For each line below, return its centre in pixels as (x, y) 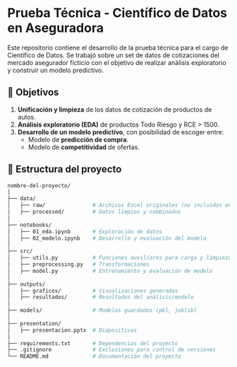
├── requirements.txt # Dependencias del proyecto (93, 343)
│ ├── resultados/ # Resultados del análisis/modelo (101, 297)
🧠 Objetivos (33, 92)
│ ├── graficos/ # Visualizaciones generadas (93, 291)
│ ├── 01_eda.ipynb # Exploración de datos (85, 231)
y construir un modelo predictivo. (55, 70)
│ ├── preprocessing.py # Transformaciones (79, 264)
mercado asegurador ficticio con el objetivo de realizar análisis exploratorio (117, 62)
